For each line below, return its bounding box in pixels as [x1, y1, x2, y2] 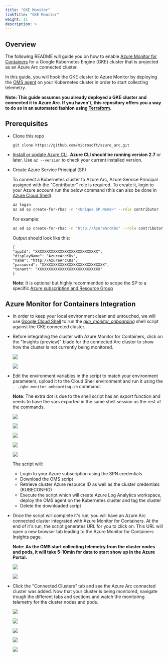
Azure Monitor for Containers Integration [5, 300, 136, 308]
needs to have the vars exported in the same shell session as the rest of [12, 399, 161, 405]
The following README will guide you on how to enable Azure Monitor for [5, 53, 157, 59]
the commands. [12, 404, 45, 410]
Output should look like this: [12, 235, 70, 241]
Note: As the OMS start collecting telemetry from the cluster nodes [12, 544, 155, 550]
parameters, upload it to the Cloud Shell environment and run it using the [12, 378, 163, 384]
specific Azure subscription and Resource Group [12, 285, 113, 291]
